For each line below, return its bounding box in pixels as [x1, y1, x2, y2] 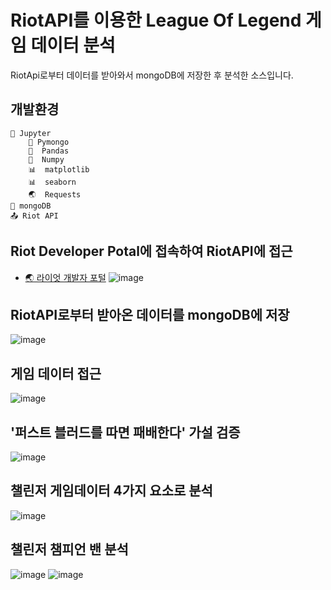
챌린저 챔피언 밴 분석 [10, 541, 129, 558]
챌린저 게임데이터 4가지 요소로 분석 [10, 482, 213, 500]
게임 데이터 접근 [10, 365, 102, 382]
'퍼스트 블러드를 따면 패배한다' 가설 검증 [10, 424, 241, 441]
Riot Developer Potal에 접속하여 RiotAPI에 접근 [10, 243, 293, 260]
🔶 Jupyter [10, 128, 52, 138]
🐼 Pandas [28, 146, 70, 156]
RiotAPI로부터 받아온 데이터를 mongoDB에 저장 [10, 306, 290, 323]
